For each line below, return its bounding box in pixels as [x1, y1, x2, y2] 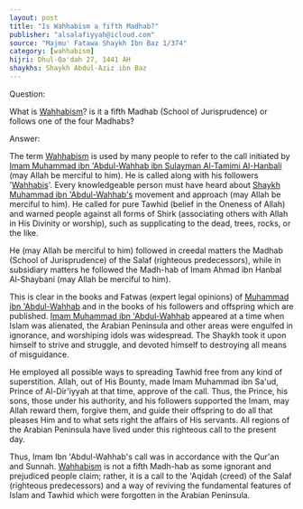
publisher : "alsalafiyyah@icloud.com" [9, 30, 155, 39]
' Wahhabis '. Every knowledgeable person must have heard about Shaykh [9, 179, 281, 190]
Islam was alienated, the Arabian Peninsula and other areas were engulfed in [9, 320, 293, 331]
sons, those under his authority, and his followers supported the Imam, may [9, 395, 290, 406]
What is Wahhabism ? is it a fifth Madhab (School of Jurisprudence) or [9, 106, 268, 117]
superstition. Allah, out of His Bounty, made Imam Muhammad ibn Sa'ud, [9, 376, 280, 387]
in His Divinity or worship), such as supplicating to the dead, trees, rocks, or [9, 218, 291, 229]
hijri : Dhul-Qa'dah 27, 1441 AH [9, 55, 131, 64]
